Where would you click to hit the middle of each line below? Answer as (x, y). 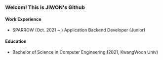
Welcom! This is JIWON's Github (45, 7)
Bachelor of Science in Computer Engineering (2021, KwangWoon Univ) (85, 52)
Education (16, 41)
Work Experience (23, 19)
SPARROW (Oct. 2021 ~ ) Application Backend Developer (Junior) (79, 30)
